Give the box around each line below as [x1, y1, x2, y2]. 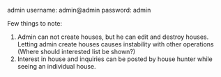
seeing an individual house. [17, 62, 96, 70]
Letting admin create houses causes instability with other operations [17, 40, 214, 48]
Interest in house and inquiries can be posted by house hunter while [17, 55, 213, 63]
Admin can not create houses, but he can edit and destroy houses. [17, 33, 209, 41]
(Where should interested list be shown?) [17, 48, 136, 55]
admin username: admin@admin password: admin [7, 6, 151, 14]
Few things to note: [7, 19, 63, 27]
